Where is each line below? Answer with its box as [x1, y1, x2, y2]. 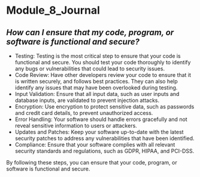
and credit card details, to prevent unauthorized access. [14, 110, 153, 116]
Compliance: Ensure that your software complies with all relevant [14, 141, 175, 148]
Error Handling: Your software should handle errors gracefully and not [14, 116, 187, 123]
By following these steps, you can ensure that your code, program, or [6, 159, 178, 166]
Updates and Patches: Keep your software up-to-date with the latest [14, 129, 184, 135]
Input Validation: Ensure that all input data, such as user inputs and [14, 91, 180, 97]
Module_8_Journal [6, 4, 101, 17]
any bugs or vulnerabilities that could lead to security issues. [14, 65, 165, 72]
